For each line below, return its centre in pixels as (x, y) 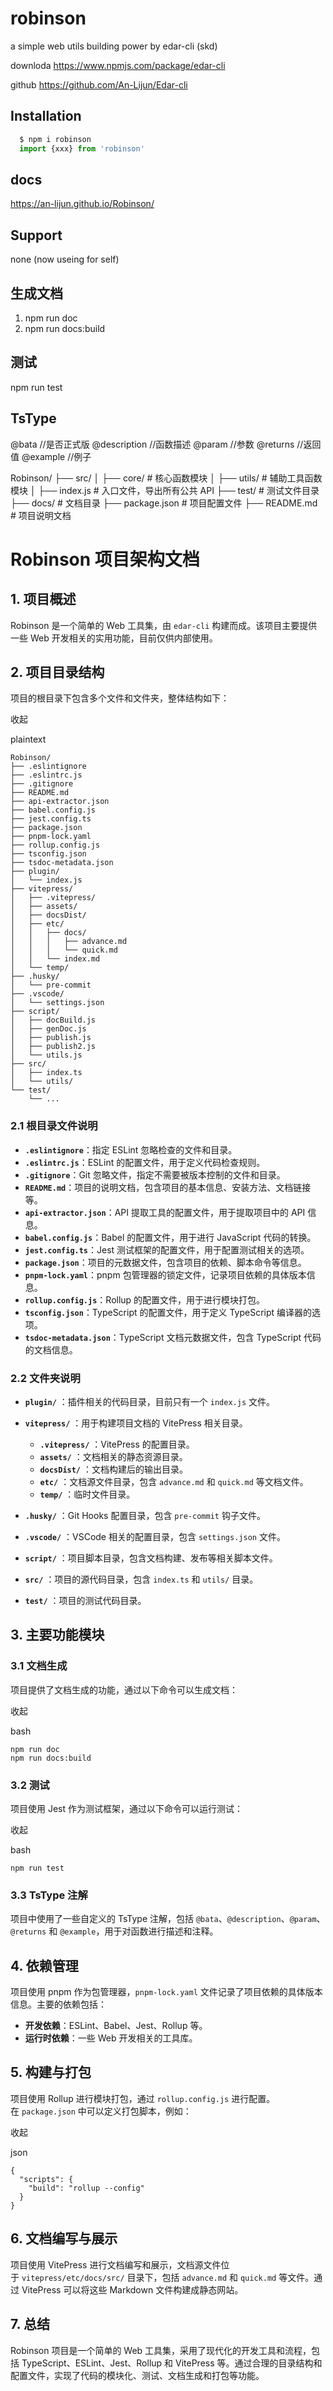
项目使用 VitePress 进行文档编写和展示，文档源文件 (116, 2264)
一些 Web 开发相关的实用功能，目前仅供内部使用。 (114, 638)
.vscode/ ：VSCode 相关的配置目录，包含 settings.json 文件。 (155, 1536)
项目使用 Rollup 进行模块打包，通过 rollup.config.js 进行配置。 (143, 2098)
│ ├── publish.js (51, 1038)
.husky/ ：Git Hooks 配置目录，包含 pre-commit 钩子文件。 (145, 1515)
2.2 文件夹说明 (45, 1378)
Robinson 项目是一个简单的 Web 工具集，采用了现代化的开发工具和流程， (161, 2350)
